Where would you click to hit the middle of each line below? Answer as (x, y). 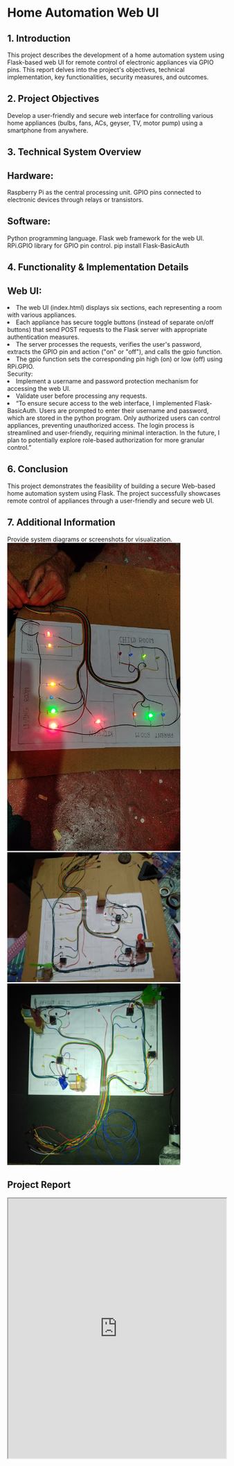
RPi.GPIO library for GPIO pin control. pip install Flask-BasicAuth (98, 245)
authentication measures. (43, 337)
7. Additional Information (61, 522)
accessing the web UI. (39, 389)
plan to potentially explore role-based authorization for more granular (106, 440)
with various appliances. (42, 315)
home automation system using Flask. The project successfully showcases (114, 493)
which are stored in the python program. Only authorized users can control (114, 418)
